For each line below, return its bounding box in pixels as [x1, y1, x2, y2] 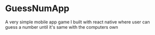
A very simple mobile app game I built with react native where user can [5, 19, 150, 25]
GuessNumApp [5, 3, 70, 14]
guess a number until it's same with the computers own [5, 24, 118, 30]
